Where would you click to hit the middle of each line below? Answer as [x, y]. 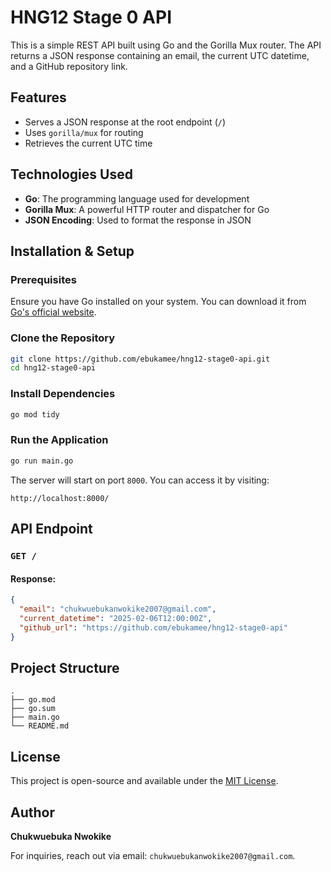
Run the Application [59, 440]
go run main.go [42, 461]
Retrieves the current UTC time [88, 143]
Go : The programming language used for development [137, 198]
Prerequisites [43, 279]
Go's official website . [53, 312]
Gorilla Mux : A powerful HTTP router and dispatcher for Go [147, 209]
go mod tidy [35, 414]
